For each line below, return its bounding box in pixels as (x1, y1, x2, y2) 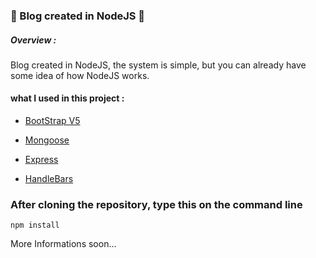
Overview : (10, 34, 57, 46)
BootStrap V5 (24, 115, 81, 127)
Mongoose (24, 134, 70, 146)
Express (24, 154, 59, 166)
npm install (10, 220, 60, 231)
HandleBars (24, 173, 74, 185)
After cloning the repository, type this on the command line (10, 198, 303, 212)
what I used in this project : (10, 92, 125, 104)
